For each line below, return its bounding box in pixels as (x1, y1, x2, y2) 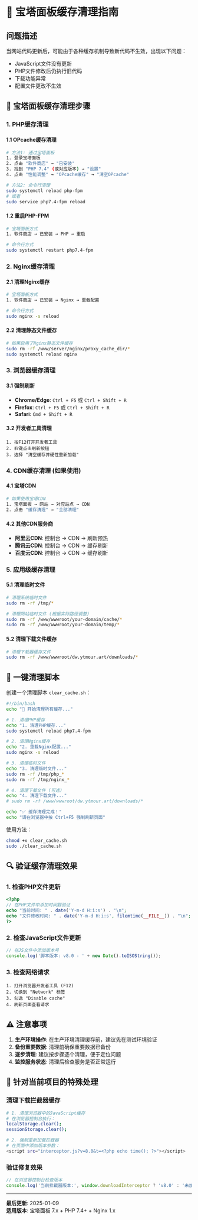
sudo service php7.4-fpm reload (6, 199, 85, 204)
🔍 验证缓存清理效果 (6, 861, 78, 871)
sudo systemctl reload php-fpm (6, 187, 83, 194)
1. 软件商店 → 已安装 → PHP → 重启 (6, 231, 85, 237)
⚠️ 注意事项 (6, 1019, 47, 1029)
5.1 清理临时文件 (6, 581, 45, 588)
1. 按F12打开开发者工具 (6, 439, 58, 445)
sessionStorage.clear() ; (6, 1127, 67, 1133)
